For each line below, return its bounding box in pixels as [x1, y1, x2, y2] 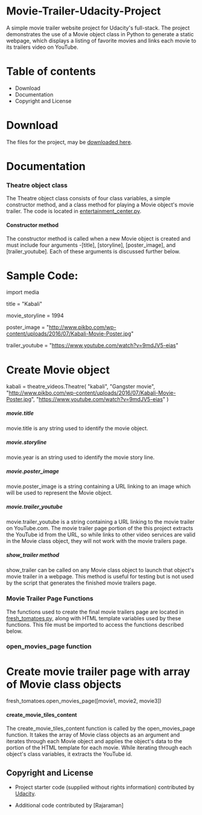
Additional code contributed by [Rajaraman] [14, 802, 124, 809]
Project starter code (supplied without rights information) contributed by [14, 784, 195, 791]
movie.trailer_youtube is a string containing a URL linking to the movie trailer [6, 518, 195, 525]
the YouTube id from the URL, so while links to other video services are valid [6, 531, 196, 538]
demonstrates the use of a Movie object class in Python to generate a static [6, 30, 194, 37]
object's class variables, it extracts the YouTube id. [6, 750, 133, 758]
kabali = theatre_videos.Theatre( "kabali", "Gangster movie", [6, 383, 156, 390]
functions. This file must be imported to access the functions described [6, 621, 184, 628]
